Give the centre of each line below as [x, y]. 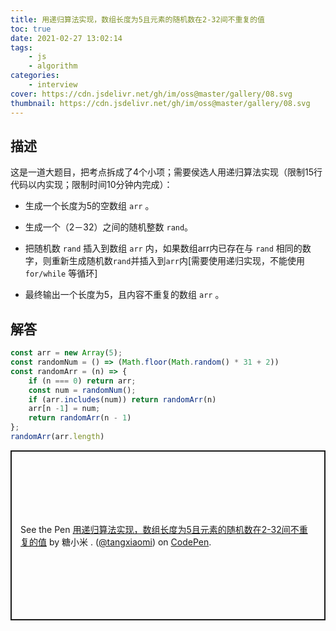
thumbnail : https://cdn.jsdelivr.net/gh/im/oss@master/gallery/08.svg [160, 103]
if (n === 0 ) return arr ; [82, 381]
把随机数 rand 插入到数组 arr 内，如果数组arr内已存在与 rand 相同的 [163, 248]
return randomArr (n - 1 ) [80, 418]
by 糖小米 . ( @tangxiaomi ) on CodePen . [130, 542]
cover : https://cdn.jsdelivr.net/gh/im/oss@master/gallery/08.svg [151, 94]
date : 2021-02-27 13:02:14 [66, 38]
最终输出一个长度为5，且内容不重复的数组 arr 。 [124, 295]
